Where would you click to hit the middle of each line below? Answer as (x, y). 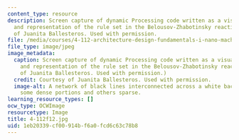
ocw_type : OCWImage (36, 106)
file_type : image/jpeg (41, 47)
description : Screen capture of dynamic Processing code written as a (114, 21)
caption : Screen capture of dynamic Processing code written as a (114, 60)
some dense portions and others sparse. (81, 93)
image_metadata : (31, 54)
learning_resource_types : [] (51, 100)
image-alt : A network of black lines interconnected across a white (117, 86)
